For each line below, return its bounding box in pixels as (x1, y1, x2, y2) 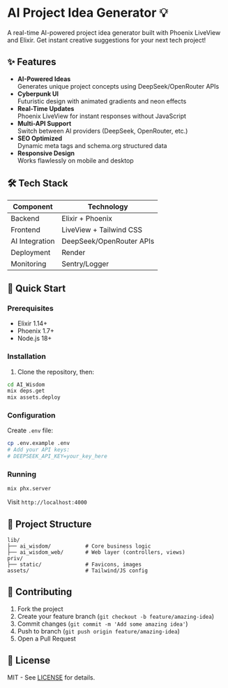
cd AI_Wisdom (7, 381, 45, 388)
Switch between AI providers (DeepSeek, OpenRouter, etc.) (17, 126, 188, 135)
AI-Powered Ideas (17, 75, 71, 83)
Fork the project (17, 604, 64, 613)
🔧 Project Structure (7, 518, 92, 530)
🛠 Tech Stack (7, 177, 68, 189)
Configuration (7, 411, 56, 420)
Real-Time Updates (17, 104, 75, 112)
